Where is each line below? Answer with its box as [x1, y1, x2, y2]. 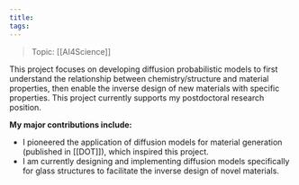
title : [9, 13, 34, 22]
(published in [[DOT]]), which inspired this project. [22, 145, 209, 157]
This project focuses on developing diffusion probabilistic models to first [9, 64, 278, 75]
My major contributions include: [9, 119, 132, 130]
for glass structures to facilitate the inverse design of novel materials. [22, 165, 279, 176]
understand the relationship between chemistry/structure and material [9, 73, 269, 84]
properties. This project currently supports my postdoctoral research [9, 92, 265, 103]
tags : [9, 22, 30, 31]
